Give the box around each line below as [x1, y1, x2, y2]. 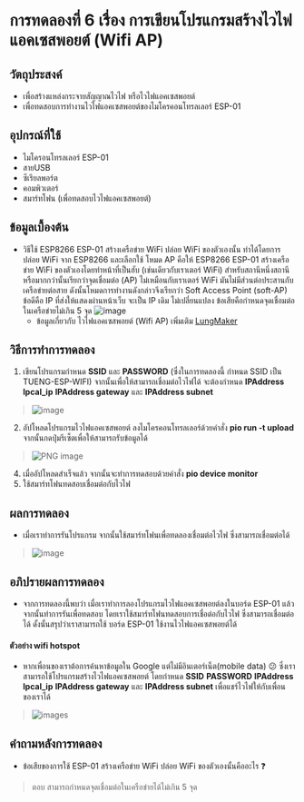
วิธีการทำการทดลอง [9, 342, 95, 358]
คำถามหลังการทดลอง [9, 736, 103, 751]
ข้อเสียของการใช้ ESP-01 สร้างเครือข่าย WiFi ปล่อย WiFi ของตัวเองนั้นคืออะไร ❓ [22, 760, 266, 772]
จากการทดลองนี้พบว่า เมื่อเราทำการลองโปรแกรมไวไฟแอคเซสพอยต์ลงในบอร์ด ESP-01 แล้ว [22, 599, 295, 609]
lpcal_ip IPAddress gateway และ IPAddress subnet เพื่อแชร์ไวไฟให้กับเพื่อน [22, 681, 286, 692]
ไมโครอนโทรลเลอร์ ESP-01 [22, 152, 109, 163]
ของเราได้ [22, 691, 52, 702]
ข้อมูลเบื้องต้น [9, 220, 70, 235]
